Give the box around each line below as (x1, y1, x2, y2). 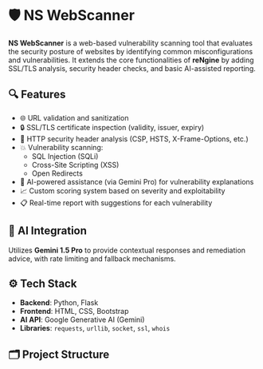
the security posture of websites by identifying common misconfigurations (8, 46, 253, 56)
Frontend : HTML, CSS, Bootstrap (19, 307, 129, 316)
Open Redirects (31, 169, 84, 178)
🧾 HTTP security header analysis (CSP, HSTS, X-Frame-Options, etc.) (19, 133, 249, 144)
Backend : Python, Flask (19, 298, 99, 307)
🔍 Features (8, 88, 66, 101)
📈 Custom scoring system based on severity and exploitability (19, 185, 226, 196)
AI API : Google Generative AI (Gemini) (19, 315, 145, 324)
